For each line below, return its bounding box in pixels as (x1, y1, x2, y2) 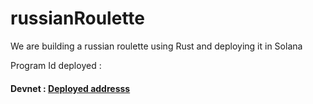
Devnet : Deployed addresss (10, 82, 131, 94)
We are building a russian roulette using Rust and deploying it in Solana (10, 40, 303, 52)
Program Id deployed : (10, 59, 102, 71)
